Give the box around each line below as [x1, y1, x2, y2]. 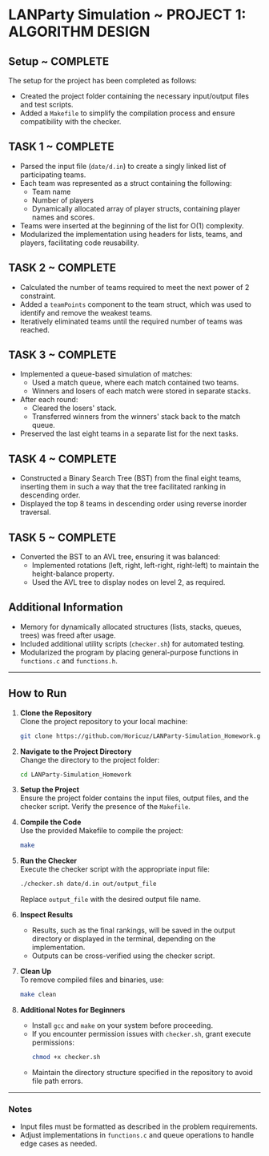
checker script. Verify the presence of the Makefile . [19, 802, 191, 812]
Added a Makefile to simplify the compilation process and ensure [19, 108, 235, 118]
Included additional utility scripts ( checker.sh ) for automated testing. [19, 638, 246, 648]
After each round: [19, 395, 78, 405]
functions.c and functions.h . [19, 655, 118, 666]
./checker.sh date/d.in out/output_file [19, 880, 157, 888]
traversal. [19, 507, 52, 518]
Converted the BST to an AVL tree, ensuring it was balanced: [19, 552, 220, 562]
